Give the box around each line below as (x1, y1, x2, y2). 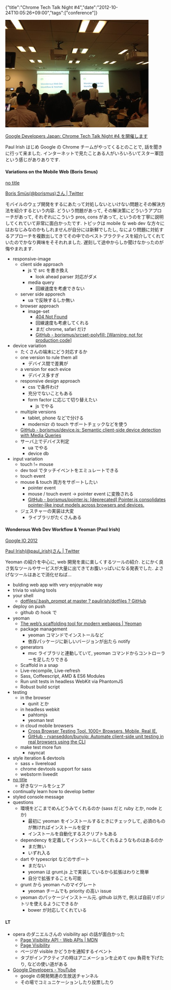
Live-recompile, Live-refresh (20, 667, 80, 674)
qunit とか (27, 701, 49, 707)
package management (20, 626, 68, 632)
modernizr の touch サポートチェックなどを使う (27, 421, 128, 427)
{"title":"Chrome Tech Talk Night (5, 5, 73, 10)
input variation (12, 456, 43, 462)
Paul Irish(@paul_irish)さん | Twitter (5, 548, 80, 554)
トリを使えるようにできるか (20, 900, 78, 907)
